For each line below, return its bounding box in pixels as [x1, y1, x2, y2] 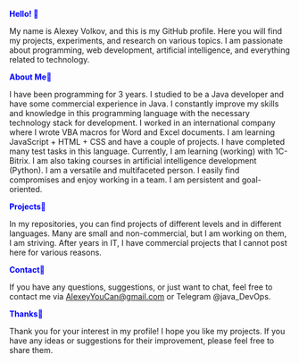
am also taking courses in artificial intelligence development [37, 156, 257, 165]
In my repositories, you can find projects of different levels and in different [9, 219, 282, 229]
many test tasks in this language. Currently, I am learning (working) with [9, 146, 274, 156]
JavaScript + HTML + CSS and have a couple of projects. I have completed [9, 137, 286, 147]
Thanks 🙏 [9, 308, 44, 319]
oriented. [9, 184, 43, 194]
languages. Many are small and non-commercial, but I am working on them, [9, 228, 287, 239]
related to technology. [9, 55, 90, 64]
